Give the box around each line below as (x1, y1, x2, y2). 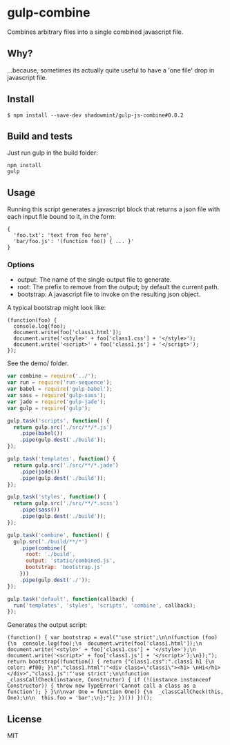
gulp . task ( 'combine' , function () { (7, 532, 110, 539)
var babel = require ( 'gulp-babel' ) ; (7, 385, 113, 393)
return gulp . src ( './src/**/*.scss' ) (13, 500, 119, 507)
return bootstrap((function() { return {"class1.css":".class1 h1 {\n (7, 658, 215, 666)
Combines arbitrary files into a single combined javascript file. (7, 28, 184, 36)
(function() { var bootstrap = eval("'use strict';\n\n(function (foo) (7, 634, 218, 641)
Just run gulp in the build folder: (7, 148, 98, 157)
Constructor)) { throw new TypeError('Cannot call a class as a (7, 682, 196, 690)
